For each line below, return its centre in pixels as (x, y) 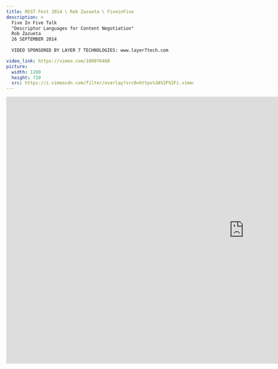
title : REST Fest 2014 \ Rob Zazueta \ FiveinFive (70, 12)
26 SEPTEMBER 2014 (34, 39)
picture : (17, 66)
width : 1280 (26, 72)
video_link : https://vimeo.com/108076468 (58, 61)
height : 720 (26, 78)
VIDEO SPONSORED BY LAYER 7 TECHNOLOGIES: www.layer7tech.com (90, 50)
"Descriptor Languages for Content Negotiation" (73, 28)
